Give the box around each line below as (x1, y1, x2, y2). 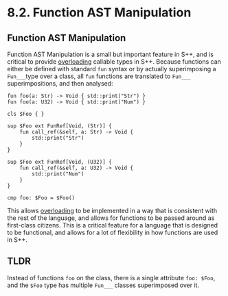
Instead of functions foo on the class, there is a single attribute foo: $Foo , (7, 273, 216, 282)
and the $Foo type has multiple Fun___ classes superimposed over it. (7, 281, 200, 289)
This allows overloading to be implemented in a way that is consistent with (7, 207, 218, 214)
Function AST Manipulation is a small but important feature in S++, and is (7, 50, 214, 58)
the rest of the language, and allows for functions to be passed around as (7, 214, 215, 222)
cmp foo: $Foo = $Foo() (7, 195, 76, 201)
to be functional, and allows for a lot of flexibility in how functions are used (7, 228, 218, 236)
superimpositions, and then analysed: (7, 79, 113, 87)
